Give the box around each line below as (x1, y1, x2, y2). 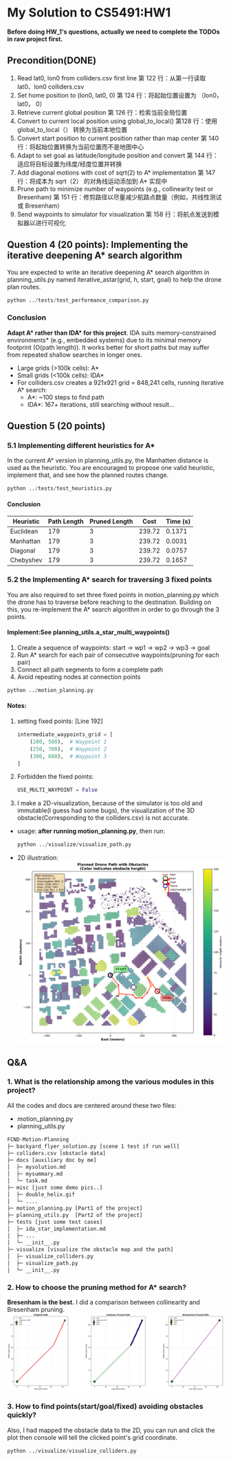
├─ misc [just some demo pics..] (7, 1184, 103, 1191)
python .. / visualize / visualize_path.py (16, 841, 132, 848)
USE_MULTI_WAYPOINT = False (16, 787, 98, 794)
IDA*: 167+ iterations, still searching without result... (27, 400, 175, 408)
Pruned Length (89, 517, 133, 525)
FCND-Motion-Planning (7, 1136, 69, 1143)
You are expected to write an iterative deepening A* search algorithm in (7, 268, 210, 276)
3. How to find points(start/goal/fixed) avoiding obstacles (7, 1402, 204, 1412)
